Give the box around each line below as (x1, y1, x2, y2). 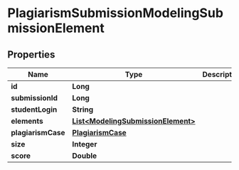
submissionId (11, 93, 58, 102)
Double (72, 151, 97, 161)
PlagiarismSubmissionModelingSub (7, 5, 224, 21)
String (72, 105, 94, 115)
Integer (72, 139, 97, 149)
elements (11, 116, 44, 126)
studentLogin (11, 105, 58, 115)
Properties (7, 48, 55, 60)
